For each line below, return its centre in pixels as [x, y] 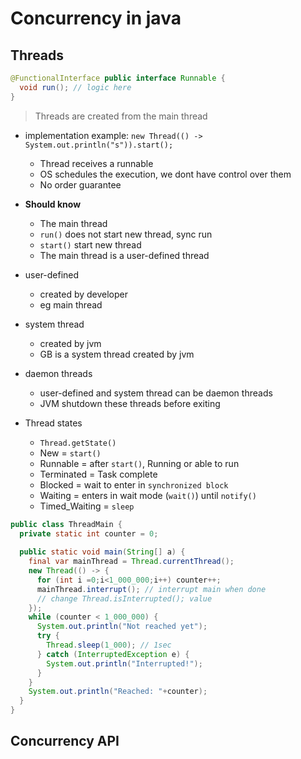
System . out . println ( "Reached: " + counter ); [118, 692]
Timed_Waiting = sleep [87, 506]
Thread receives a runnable [96, 163]
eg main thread [71, 304]
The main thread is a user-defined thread [124, 255]
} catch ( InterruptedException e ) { [113, 654]
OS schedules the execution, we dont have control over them [165, 174]
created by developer [84, 294]
